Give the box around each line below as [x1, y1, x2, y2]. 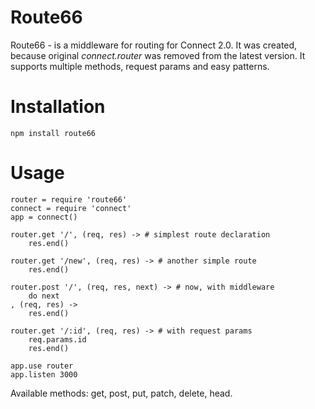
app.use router [10, 361, 74, 371]
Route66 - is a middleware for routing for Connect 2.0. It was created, [10, 39, 298, 51]
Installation [10, 96, 106, 118]
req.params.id [28, 334, 87, 345]
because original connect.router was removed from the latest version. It [10, 49, 306, 61]
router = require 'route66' [10, 194, 128, 205]
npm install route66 [10, 128, 97, 138]
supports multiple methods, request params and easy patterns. [10, 60, 270, 72]
